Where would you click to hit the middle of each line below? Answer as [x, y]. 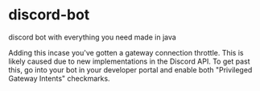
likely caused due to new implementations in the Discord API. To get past [129, 61]
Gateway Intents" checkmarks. [59, 78]
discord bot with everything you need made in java [93, 37]
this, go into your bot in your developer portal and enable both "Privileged [130, 69]
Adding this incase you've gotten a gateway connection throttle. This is [126, 52]
